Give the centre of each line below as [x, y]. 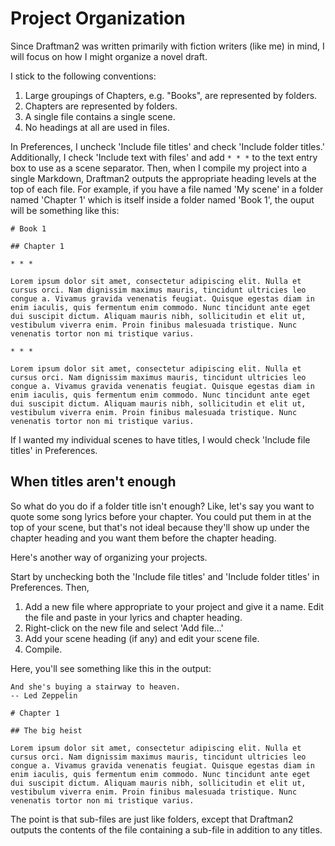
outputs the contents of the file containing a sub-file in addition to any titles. [166, 829]
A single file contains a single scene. [100, 116]
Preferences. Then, [50, 587]
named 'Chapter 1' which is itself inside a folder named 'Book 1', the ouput [162, 199]
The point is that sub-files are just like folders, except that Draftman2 [152, 819]
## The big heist [46, 730]
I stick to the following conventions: [83, 76]
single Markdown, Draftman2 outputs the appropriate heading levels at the [163, 178]
